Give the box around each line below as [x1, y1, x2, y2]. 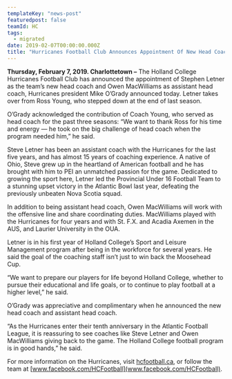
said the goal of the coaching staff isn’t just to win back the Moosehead [7, 252, 211, 260]
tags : [7, 29, 23, 37]
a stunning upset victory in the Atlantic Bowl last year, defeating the [7, 182, 199, 190]
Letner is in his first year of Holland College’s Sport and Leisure [7, 238, 186, 246]
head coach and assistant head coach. [7, 308, 117, 317]
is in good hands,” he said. [7, 344, 83, 352]
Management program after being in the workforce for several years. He [7, 245, 213, 254]
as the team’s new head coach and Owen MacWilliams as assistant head [7, 82, 213, 90]
